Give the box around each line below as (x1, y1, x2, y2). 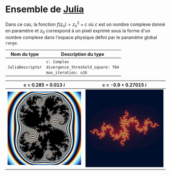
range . (5, 40, 18, 46)
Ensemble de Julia (5, 4, 84, 15)
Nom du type (10, 51, 39, 57)
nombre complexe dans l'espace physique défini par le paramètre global (5, 34, 157, 41)
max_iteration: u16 (46, 70, 88, 75)
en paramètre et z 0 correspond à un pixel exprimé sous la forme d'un (5, 28, 151, 35)
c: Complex (46, 59, 69, 64)
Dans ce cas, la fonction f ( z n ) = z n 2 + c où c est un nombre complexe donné (5, 20, 165, 28)
